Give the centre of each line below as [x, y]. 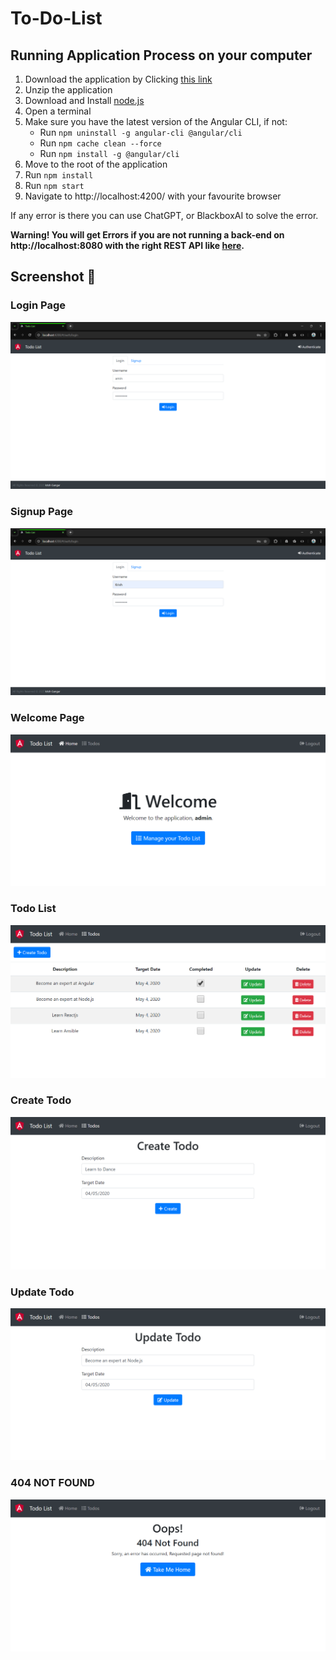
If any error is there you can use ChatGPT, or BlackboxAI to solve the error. [164, 215]
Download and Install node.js [84, 100]
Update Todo [42, 1292]
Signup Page [42, 512]
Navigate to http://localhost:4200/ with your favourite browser [153, 196]
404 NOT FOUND [52, 1483]
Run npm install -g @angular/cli [109, 153]
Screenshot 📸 [53, 277]
